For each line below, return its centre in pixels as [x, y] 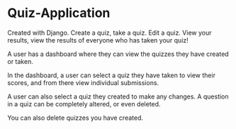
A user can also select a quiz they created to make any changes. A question [118, 96]
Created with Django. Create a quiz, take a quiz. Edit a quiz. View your [109, 33]
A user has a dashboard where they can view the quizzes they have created [118, 54]
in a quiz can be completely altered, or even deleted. [84, 103]
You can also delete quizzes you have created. [75, 118]
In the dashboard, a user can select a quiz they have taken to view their [112, 75]
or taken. [20, 61]
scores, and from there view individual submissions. [83, 82]
